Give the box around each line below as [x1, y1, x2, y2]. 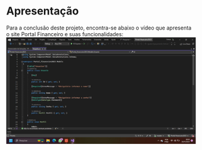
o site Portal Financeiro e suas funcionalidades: [6, 30, 124, 37]
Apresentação [6, 4, 79, 18]
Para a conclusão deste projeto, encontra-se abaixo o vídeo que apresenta [6, 24, 192, 31]
